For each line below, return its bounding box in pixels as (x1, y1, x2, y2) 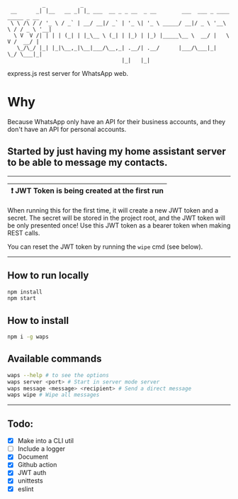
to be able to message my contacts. (7, 157, 168, 169)
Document (17, 452, 48, 461)
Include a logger (17, 444, 66, 453)
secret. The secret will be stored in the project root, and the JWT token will (7, 213, 225, 222)
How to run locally (7, 269, 89, 281)
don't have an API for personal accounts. (7, 125, 127, 133)
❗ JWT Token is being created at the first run (11, 186, 164, 196)
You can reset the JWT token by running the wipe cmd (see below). (7, 242, 203, 251)
